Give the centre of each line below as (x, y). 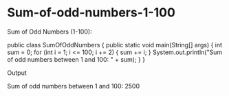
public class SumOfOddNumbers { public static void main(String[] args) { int (115, 45)
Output (17, 73)
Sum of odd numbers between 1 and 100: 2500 (73, 86)
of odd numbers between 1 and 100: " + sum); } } (76, 59)
